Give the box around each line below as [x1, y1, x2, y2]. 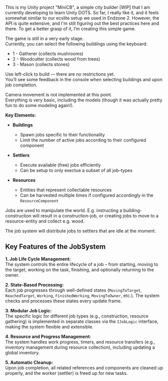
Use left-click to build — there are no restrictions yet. [5, 71, 115, 77]
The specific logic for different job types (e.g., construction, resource [5, 313, 149, 319]
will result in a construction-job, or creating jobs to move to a [32, 213, 159, 219]
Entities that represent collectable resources [20, 187, 112, 193]
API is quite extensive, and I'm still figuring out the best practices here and [5, 20, 159, 26]
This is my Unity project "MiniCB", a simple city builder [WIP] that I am [5, 5, 150, 10]
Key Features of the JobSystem [5, 242, 106, 251]
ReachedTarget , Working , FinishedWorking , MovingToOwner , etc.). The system [5, 292, 160, 298]
